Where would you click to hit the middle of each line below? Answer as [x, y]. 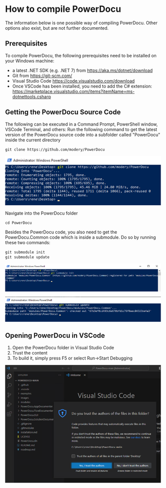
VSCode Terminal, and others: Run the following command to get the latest [81, 129]
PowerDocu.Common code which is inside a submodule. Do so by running [81, 237]
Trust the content [30, 353]
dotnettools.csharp [31, 96]
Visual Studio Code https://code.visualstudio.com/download [73, 81]
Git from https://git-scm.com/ [42, 76]
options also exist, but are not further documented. [57, 28]
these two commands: [28, 242]
